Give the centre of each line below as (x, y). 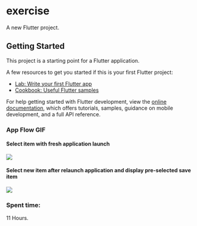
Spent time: (23, 205)
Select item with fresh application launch (58, 144)
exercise (28, 11)
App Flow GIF (26, 129)
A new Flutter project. (33, 27)
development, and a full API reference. (53, 114)
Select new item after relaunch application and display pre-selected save (98, 171)
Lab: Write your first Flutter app (53, 83)
